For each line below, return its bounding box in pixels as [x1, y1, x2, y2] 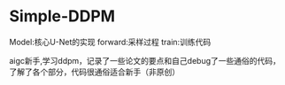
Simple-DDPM [9, 6, 116, 27]
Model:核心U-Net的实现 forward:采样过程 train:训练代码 [9, 36, 212, 47]
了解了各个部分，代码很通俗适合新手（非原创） [9, 66, 180, 77]
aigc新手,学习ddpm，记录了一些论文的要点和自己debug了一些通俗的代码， [9, 55, 281, 66]
